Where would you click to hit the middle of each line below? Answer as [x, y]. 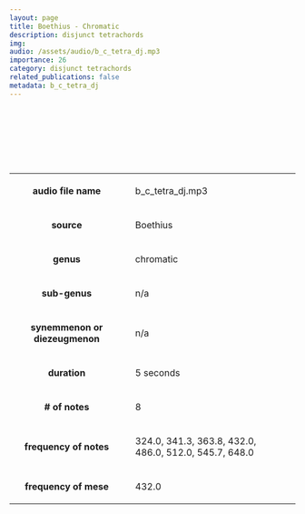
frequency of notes [67, 447]
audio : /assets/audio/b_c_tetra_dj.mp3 [85, 52]
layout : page [34, 18]
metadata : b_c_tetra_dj [54, 86]
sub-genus [67, 293]
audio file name [67, 190]
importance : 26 [38, 60]
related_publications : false [64, 77]
